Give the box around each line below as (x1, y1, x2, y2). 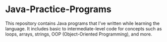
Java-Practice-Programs (5, 4, 112, 15)
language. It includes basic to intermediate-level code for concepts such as (5, 25, 162, 31)
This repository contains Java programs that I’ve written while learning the (5, 20, 160, 26)
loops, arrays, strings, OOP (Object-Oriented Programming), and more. (5, 31, 152, 37)
